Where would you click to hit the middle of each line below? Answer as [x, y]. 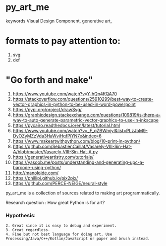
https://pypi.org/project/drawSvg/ [47, 109]
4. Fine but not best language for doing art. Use [59, 235]
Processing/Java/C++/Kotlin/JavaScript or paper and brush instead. [78, 239]
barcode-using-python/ [37, 167]
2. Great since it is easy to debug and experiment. [61, 226]
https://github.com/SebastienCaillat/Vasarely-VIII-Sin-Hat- [72, 146]
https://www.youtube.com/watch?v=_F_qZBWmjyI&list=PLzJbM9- [80, 130]
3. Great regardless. [28, 230]
